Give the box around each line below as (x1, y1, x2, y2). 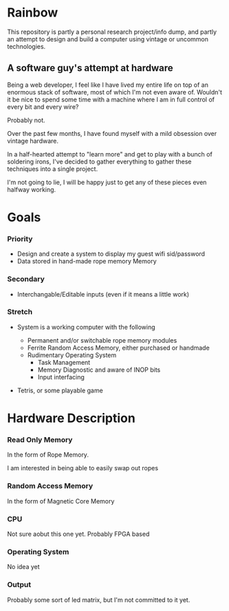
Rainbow (7, 5, 58, 21)
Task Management (37, 358, 91, 366)
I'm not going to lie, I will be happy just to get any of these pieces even (7, 178, 207, 186)
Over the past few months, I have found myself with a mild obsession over (7, 129, 217, 137)
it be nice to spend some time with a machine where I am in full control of (7, 95, 215, 103)
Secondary (7, 274, 45, 284)
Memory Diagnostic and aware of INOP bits (37, 365, 161, 374)
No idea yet (7, 563, 40, 571)
